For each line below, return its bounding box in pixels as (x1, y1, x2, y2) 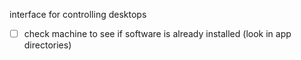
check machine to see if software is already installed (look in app (23, 28, 292, 39)
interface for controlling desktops (9, 9, 147, 20)
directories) (23, 39, 72, 51)
